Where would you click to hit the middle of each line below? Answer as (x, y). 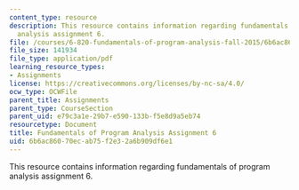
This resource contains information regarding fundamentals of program (140, 166)
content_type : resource (53, 17)
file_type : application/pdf (61, 59)
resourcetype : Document (53, 125)
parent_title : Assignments (59, 100)
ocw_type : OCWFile (43, 91)
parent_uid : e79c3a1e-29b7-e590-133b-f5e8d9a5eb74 (105, 116)
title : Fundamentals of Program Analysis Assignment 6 (113, 133)
